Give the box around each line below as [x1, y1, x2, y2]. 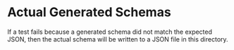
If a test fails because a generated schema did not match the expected [7, 27, 213, 36]
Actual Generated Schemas [7, 4, 171, 20]
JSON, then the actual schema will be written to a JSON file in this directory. [7, 35, 228, 43]
